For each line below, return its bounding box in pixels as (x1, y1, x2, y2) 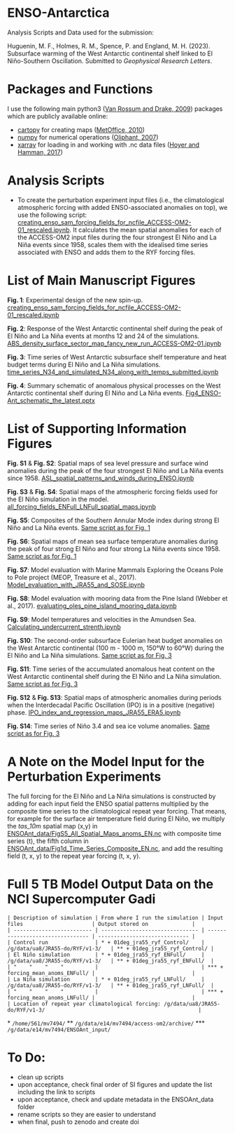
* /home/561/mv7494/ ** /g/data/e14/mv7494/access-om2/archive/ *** (7, 1019, 205, 1027)
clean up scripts (17, 1073, 64, 1081)
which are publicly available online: (7, 112, 108, 120)
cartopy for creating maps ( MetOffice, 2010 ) (17, 125, 145, 134)
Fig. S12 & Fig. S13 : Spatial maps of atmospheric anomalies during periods (7, 693, 222, 701)
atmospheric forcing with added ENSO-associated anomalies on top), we (17, 203, 228, 211)
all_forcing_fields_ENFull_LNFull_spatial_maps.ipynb (7, 502, 156, 510)
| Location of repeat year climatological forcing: (7, 1000, 161, 1007)
